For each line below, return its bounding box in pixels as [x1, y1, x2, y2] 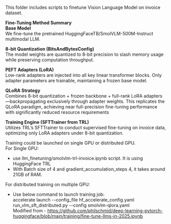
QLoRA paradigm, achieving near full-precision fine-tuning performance [5, 104, 158, 109]
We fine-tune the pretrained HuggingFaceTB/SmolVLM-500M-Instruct [5, 31, 154, 36]
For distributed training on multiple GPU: [5, 182, 91, 187]
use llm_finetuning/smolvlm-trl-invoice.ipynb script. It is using [12, 155, 143, 161]
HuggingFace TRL [12, 161, 51, 167]
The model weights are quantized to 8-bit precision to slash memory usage [5, 51, 164, 57]
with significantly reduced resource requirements [5, 109, 109, 115]
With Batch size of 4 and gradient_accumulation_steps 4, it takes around [12, 166, 165, 172]
